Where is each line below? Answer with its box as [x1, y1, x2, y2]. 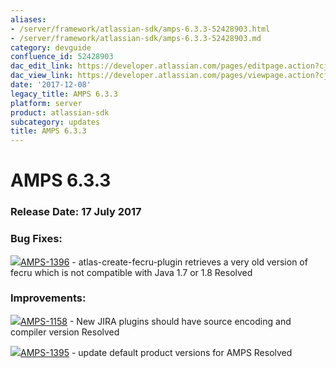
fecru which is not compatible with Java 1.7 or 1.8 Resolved [10, 266, 253, 278]
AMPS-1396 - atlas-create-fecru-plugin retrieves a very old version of [20, 256, 308, 268]
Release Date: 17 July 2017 [10, 205, 142, 219]
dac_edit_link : [10, 61, 74, 71]
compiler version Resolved [10, 326, 120, 338]
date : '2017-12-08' [10, 80, 92, 90]
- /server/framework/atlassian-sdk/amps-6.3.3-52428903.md [10, 33, 262, 43]
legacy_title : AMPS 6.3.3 [10, 89, 118, 99]
